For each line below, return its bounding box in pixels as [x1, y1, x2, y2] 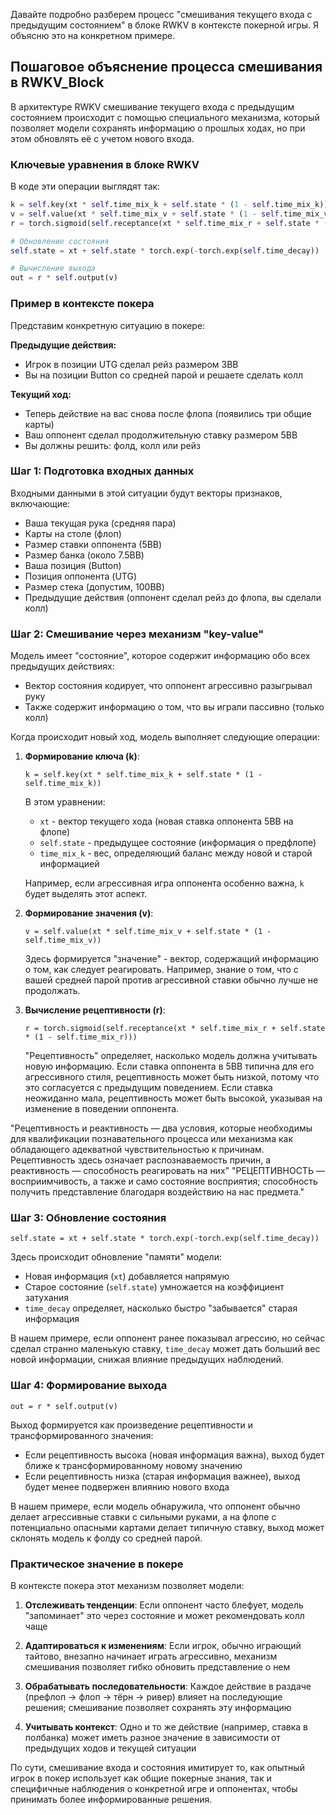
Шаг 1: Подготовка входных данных [10, 464, 195, 478]
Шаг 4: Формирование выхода [10, 1379, 168, 1393]
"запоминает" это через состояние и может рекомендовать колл [24, 1610, 305, 1622]
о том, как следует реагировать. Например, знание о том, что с [24, 964, 299, 976]
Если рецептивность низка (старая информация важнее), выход [24, 1470, 301, 1482]
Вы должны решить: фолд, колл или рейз [24, 439, 201, 451]
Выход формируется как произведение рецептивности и [10, 1419, 254, 1431]
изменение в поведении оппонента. [24, 1103, 180, 1115]
